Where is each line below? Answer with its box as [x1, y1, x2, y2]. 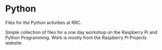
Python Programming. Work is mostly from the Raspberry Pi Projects [5, 34, 147, 40]
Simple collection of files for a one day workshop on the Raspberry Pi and [5, 29, 157, 35]
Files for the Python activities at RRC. [5, 19, 82, 25]
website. [5, 39, 23, 45]
